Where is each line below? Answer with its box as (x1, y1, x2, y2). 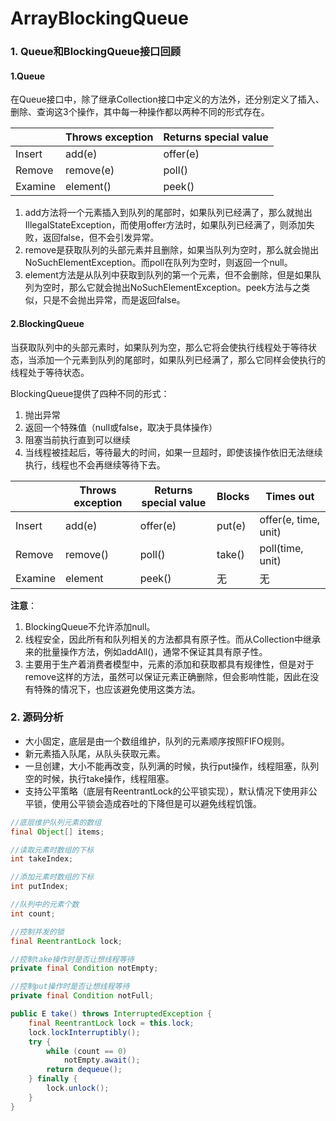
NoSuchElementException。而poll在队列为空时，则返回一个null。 (24, 257, 293, 269)
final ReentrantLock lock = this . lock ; (28, 1018, 195, 1028)
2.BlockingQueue (10, 317, 85, 329)
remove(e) (65, 163, 115, 177)
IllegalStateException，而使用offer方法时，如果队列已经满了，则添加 (24, 219, 307, 231)
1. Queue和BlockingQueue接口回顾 (10, 45, 182, 59)
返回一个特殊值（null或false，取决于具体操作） (24, 421, 218, 433)
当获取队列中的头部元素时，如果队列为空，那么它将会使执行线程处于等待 (10, 341, 308, 353)
